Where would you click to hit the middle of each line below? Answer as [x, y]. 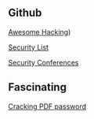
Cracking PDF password [47, 106]
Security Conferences [43, 62]
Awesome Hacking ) [40, 32]
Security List [29, 47]
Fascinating [37, 87]
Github [25, 13]
